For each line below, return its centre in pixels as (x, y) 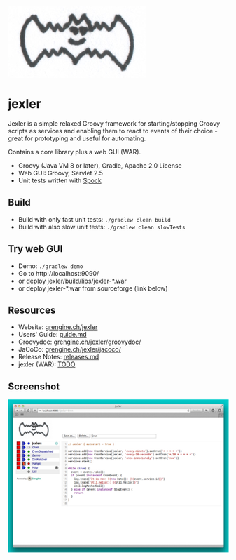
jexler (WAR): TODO (47, 364)
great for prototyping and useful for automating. (77, 138)
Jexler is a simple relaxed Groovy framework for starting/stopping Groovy (114, 123)
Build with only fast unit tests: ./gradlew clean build (94, 219)
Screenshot (34, 386)
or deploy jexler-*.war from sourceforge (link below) (93, 288)
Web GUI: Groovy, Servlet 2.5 (61, 173)
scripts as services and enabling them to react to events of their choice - (113, 131)
